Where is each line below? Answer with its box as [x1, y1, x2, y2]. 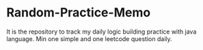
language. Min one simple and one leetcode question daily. [6, 34, 172, 42]
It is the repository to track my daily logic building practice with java [6, 27, 197, 36]
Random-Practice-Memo [6, 5, 151, 21]
